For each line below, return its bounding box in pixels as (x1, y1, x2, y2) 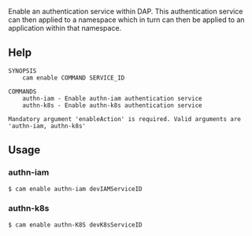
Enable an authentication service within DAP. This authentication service (8, 7, 243, 16)
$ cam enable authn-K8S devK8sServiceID (8, 220, 143, 229)
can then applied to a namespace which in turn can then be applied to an (8, 15, 246, 24)
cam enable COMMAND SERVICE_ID (22, 74, 125, 82)
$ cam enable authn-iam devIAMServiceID (8, 185, 143, 193)
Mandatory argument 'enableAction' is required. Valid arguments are (8, 115, 242, 123)
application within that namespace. (8, 24, 122, 32)
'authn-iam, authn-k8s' (8, 122, 87, 130)
